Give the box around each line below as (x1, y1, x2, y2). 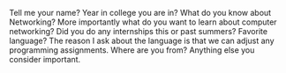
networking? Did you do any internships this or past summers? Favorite (9, 26, 267, 36)
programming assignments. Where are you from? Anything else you (9, 45, 255, 55)
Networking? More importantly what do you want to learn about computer (9, 17, 277, 27)
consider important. (9, 55, 81, 64)
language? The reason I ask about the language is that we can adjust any (9, 35, 275, 46)
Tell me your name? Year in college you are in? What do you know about (9, 8, 272, 18)
